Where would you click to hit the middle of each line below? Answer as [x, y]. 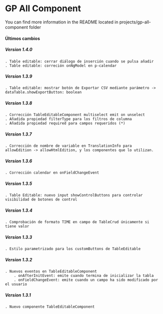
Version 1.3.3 [19, 237]
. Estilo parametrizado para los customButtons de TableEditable [73, 249]
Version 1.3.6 [19, 161]
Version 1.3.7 [19, 134]
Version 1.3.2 [19, 259]
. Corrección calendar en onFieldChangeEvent [52, 173]
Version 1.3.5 [19, 183]
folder [35, 27]
